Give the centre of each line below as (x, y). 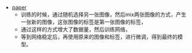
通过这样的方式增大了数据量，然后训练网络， (76, 29)
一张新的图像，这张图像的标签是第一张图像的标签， (83, 22)
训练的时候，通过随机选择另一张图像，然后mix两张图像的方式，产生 (103, 14)
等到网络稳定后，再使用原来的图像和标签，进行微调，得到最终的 (99, 37)
